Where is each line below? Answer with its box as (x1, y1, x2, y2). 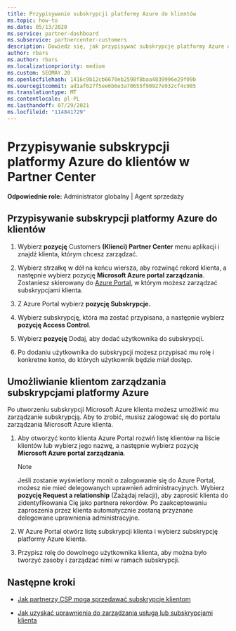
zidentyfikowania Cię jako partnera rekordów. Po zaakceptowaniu (17, 499, 207, 507)
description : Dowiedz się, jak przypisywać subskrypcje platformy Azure (7, 43, 225, 50)
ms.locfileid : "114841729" (7, 108, 86, 115)
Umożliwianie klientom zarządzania (7, 375, 166, 387)
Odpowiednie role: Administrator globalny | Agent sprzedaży (7, 192, 185, 201)
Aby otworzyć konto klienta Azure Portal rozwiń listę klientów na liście (17, 434, 220, 442)
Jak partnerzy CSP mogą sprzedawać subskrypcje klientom (17, 595, 191, 604)
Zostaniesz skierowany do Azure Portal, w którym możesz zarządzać (17, 278, 218, 287)
